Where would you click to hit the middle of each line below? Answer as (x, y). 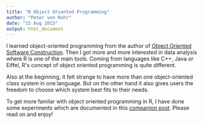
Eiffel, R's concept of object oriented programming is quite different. (92, 65)
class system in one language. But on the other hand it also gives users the (100, 83)
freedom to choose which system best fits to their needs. (78, 90)
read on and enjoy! (30, 114)
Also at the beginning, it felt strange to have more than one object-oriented (100, 77)
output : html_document (35, 29)
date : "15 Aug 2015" (32, 23)
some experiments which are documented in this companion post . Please (98, 108)
